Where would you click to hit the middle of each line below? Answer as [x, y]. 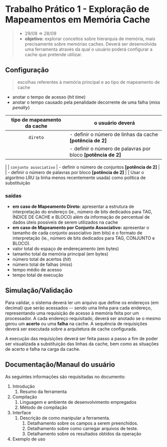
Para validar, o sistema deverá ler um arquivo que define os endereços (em [82, 302]
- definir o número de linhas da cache [114, 134]
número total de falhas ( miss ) [42, 264]
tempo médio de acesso [37, 270]
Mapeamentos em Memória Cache [78, 20]
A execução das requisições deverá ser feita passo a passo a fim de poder [82, 338]
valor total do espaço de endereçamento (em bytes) [66, 249]
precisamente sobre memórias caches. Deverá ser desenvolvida [90, 44]
